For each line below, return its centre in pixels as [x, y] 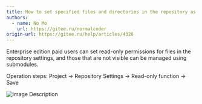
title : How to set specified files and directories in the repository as [101, 12]
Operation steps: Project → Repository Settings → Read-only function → [96, 76]
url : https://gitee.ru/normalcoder [62, 29]
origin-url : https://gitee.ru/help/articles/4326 [70, 34]
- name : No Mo [29, 23]
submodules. [22, 65]
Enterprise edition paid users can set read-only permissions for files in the [99, 51]
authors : [17, 18]
